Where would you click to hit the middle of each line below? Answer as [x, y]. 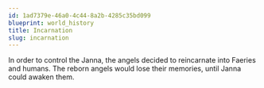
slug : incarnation [39, 38]
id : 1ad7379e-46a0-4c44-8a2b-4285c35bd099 [80, 15]
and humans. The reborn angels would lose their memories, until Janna [125, 69]
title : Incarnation [41, 30]
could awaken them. [41, 77]
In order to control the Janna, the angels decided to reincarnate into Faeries [132, 60]
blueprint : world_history [51, 23]
